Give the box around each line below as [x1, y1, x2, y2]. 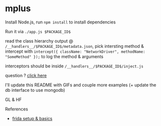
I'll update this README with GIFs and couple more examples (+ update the [5, 82, 157, 88]
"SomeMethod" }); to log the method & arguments [5, 53, 103, 59]
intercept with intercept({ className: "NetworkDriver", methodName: [5, 48, 145, 54]
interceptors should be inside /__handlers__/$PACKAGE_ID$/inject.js [5, 63, 144, 69]
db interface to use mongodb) [5, 87, 65, 93]
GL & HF [5, 96, 22, 103]
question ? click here [5, 72, 47, 78]
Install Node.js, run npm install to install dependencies [5, 19, 116, 25]
